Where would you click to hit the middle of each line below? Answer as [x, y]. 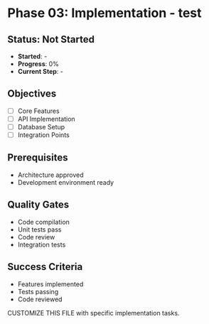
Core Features [38, 111]
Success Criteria [45, 267]
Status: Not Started [51, 39]
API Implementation [47, 119]
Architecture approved [50, 175]
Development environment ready [66, 182]
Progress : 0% [38, 64]
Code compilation [43, 222]
